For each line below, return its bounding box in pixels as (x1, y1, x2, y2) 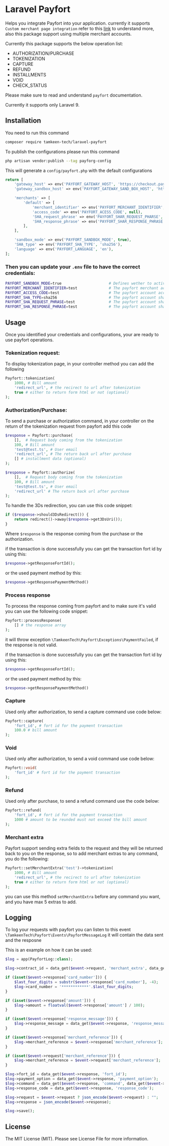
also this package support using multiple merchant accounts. (5, 31, 132, 37)
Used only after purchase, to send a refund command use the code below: (5, 798, 159, 804)
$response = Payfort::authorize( (5, 470, 75, 475)
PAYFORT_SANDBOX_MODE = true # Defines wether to (5, 280, 152, 286)
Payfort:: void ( (5, 766, 37, 771)
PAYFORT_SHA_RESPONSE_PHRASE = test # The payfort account (5, 304, 156, 310)
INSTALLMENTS (12, 71, 46, 77)
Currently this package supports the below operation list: (5, 40, 123, 46)
